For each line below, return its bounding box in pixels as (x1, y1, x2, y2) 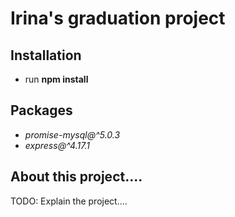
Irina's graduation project (10, 7, 226, 30)
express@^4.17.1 (24, 139, 90, 151)
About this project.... (10, 168, 143, 186)
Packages (10, 102, 73, 119)
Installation (10, 47, 82, 64)
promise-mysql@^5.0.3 (24, 128, 121, 141)
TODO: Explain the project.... (10, 195, 128, 207)
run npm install (24, 73, 89, 85)
